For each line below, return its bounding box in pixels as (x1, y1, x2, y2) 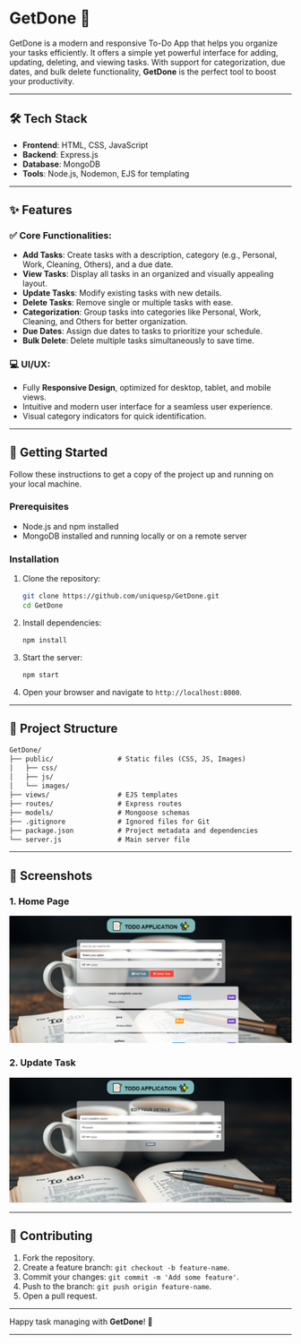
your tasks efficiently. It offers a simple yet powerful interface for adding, (9, 47, 279, 57)
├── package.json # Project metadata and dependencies (9, 826, 258, 836)
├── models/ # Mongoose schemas (9, 808, 191, 818)
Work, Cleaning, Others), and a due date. (21, 259, 174, 270)
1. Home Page (9, 895, 70, 908)
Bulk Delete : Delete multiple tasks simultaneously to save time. (21, 335, 255, 346)
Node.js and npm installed (21, 521, 119, 531)
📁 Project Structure (9, 721, 118, 737)
